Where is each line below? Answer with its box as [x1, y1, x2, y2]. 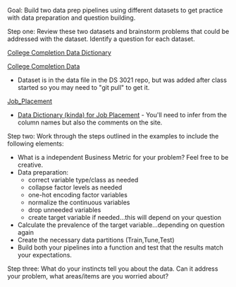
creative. [17, 160, 44, 169]
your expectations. [17, 251, 73, 259]
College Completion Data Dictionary [7, 49, 111, 57]
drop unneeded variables [27, 206, 101, 214]
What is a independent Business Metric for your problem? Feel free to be [17, 153, 229, 161]
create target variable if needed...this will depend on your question [27, 213, 222, 221]
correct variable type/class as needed [27, 176, 139, 184]
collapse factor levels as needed [27, 183, 123, 192]
